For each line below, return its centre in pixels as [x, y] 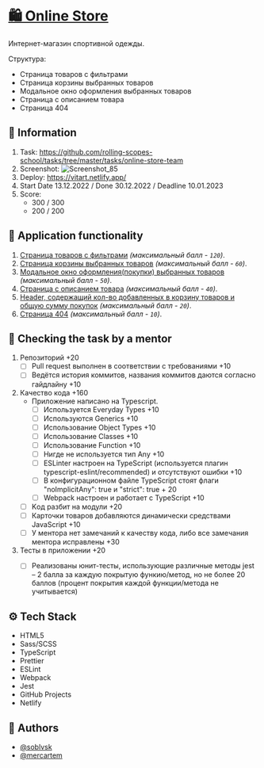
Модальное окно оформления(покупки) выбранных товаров [122, 272]
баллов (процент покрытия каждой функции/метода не [125, 583]
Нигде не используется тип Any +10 [104, 454]
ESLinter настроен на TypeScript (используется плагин [136, 463]
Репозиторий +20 [49, 357]
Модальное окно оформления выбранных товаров [105, 91]
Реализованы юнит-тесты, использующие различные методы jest [143, 566]
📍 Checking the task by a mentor [90, 338]
